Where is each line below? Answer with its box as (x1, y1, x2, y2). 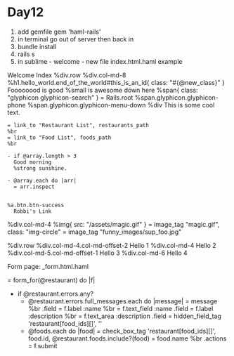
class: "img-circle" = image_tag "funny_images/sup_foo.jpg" (7, 228, 182, 236)
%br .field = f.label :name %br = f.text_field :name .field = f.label (27, 304, 214, 312)
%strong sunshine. (13, 164, 68, 172)
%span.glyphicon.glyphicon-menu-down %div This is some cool (27, 100, 215, 109)
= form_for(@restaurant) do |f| (7, 275, 96, 284)
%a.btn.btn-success (7, 202, 65, 209)
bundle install (17, 42, 57, 51)
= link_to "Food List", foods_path (7, 134, 112, 141)
